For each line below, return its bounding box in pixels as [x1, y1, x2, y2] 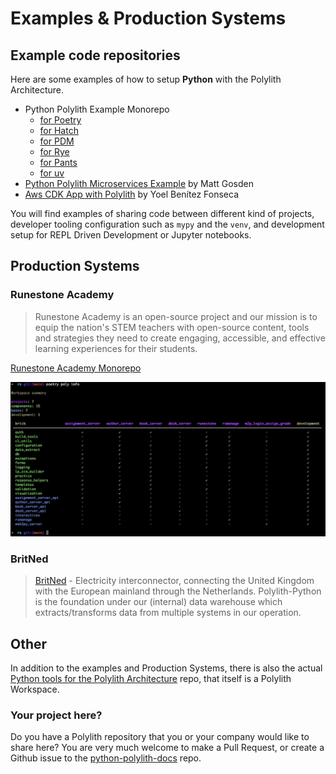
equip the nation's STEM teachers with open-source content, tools [34, 321, 310, 333]
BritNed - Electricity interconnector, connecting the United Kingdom [34, 575, 315, 587]
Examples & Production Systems [10, 7, 287, 30]
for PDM [39, 135, 75, 147]
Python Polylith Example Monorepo [24, 103, 170, 115]
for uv [39, 167, 65, 179]
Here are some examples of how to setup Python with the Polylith [10, 73, 282, 85]
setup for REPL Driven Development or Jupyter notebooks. [10, 229, 252, 241]
